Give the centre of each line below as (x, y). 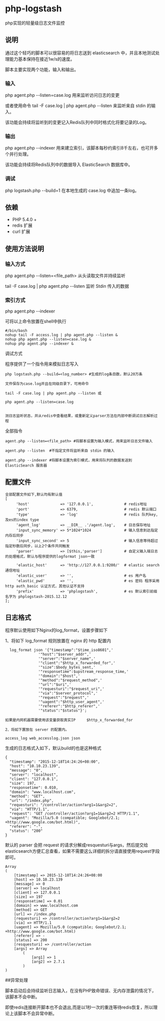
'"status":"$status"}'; (63, 711)
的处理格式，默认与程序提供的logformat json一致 (50, 557)
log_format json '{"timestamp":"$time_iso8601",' (61, 650)
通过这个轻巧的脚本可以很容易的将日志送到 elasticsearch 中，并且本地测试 (80, 53)
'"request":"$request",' (64, 698)
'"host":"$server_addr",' (65, 655)
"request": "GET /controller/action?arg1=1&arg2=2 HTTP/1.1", (75, 814)
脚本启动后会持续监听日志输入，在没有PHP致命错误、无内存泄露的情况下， (81, 991)
